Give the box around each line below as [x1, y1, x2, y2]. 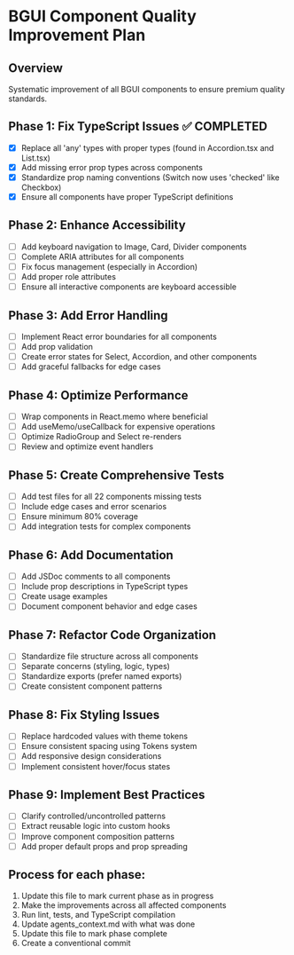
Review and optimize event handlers [20, 441, 154, 452]
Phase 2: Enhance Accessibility [8, 217, 187, 233]
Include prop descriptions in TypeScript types [20, 581, 189, 592]
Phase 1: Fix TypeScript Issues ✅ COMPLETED [8, 119, 267, 134]
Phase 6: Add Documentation [8, 548, 174, 563]
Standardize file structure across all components [20, 651, 198, 662]
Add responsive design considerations [20, 751, 162, 762]
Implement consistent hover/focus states [20, 761, 171, 771]
